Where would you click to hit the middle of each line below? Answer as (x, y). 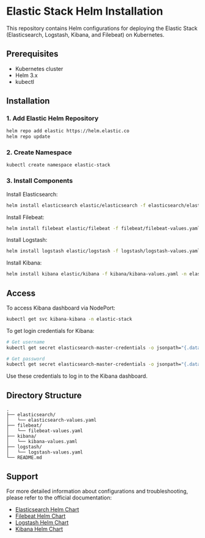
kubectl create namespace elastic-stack (59, 165)
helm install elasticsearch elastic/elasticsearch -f (76, 205)
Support (22, 476)
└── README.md (24, 458)
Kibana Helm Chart (39, 529)
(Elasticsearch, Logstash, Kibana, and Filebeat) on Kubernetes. (85, 34)
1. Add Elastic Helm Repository (52, 119)
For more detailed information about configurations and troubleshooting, (97, 491)
